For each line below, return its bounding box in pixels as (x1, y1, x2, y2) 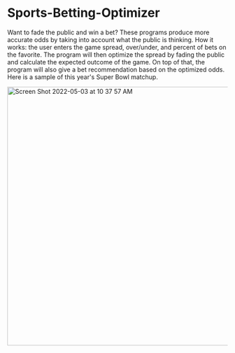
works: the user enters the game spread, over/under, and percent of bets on (7, 43, 227, 51)
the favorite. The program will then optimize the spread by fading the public (7, 50, 225, 59)
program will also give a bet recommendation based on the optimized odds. (7, 65, 225, 74)
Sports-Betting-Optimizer (7, 5, 160, 21)
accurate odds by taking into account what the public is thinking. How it (7, 35, 214, 43)
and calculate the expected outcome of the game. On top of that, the (7, 57, 205, 66)
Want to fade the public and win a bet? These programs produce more (7, 28, 210, 36)
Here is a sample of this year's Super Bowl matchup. (7, 72, 159, 81)
